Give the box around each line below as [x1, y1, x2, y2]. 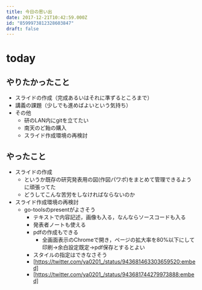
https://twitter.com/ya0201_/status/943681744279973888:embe [35, 271, 195, 278]
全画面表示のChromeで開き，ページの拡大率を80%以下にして [42, 236, 195, 244]
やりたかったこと [6, 77, 70, 87]
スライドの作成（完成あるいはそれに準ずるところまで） [14, 94, 153, 101]
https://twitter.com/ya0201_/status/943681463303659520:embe [35, 258, 196, 265]
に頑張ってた [24, 183, 56, 191]
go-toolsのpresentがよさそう [24, 206, 96, 213]
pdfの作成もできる [33, 229, 78, 236]
